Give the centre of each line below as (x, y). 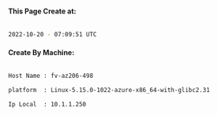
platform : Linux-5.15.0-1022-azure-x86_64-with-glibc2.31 (109, 91)
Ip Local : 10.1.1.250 (47, 105)
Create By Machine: (41, 52)
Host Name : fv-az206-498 (51, 76)
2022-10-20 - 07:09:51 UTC (53, 35)
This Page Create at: (42, 11)
